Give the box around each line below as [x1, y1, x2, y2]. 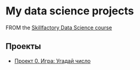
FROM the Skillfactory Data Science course [5, 24, 112, 31]
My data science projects [5, 4, 134, 18]
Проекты [5, 41, 41, 51]
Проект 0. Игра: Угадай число [14, 57, 91, 64]
